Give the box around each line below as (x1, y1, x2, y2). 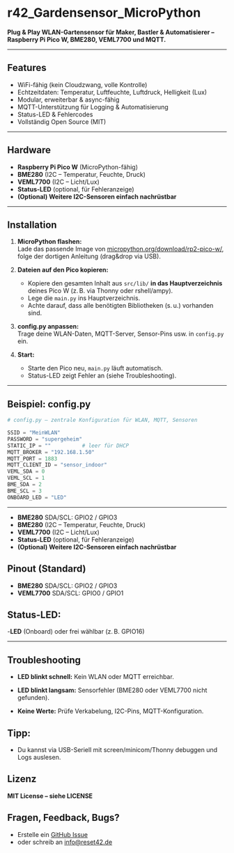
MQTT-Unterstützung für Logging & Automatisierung (17, 102, 169, 111)
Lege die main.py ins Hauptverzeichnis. (27, 294, 141, 302)
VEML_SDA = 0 (7, 468, 45, 475)
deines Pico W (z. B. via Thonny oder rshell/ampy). (27, 287, 173, 295)
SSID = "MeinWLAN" (7, 430, 61, 437)
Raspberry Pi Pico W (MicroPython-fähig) (17, 162, 138, 171)
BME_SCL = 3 (7, 487, 42, 494)
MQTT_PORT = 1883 (7, 455, 58, 462)
